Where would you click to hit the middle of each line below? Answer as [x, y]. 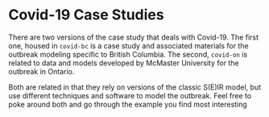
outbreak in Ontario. [41, 71]
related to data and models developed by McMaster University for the [124, 63]
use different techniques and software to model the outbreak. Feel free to [130, 95]
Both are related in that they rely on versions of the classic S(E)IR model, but [135, 87]
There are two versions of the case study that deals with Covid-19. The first [134, 37]
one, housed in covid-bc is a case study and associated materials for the [128, 45]
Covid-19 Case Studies [86, 15]
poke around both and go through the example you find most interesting [128, 104]
